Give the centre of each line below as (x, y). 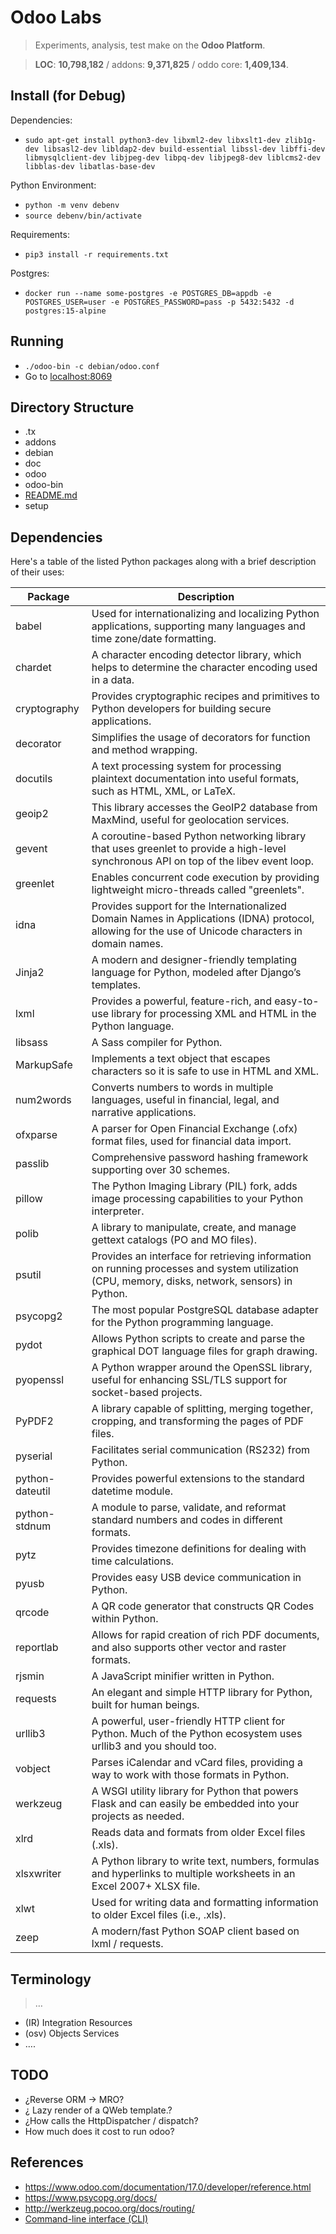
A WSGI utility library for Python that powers (195, 1791)
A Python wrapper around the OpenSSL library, (202, 1368)
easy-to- (297, 1001)
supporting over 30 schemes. (160, 1170)
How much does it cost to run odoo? (99, 2131)
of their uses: (37, 572)
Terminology (51, 1979)
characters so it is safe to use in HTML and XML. (205, 1071)
